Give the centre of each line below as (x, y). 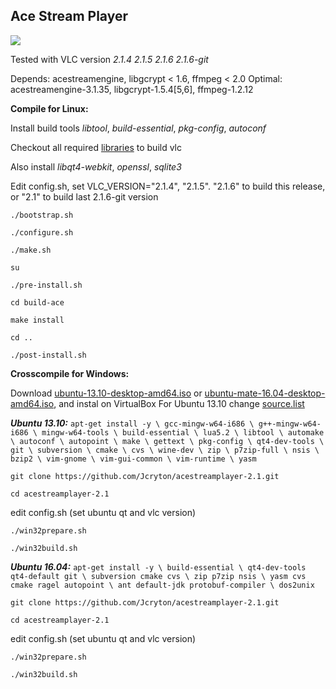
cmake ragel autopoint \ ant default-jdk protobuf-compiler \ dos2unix (162, 585)
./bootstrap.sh (42, 215)
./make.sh (31, 250)
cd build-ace (37, 302)
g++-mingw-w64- (290, 424)
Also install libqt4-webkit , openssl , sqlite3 (96, 166)
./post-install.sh (48, 355)
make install (37, 320)
